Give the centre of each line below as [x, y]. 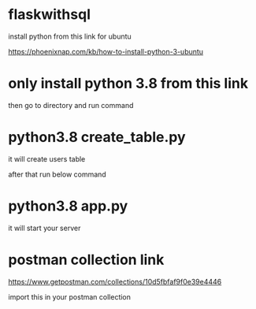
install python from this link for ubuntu [70, 36]
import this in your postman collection [70, 296]
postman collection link [86, 260]
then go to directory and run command [71, 105]
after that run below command [57, 174]
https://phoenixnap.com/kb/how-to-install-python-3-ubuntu [106, 51]
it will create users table [47, 158]
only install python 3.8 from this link [128, 84]
